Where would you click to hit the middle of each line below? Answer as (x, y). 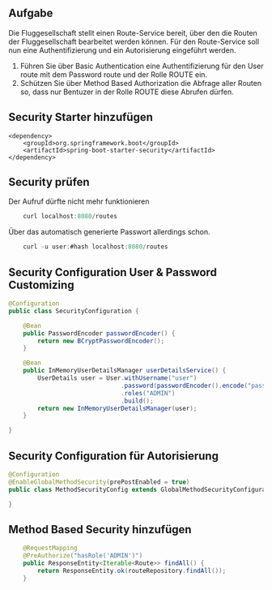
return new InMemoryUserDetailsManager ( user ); (117, 408)
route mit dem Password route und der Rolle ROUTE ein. (114, 74)
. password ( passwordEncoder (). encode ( (184, 385)
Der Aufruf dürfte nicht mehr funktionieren (79, 201)
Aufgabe (31, 13)
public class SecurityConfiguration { (74, 311)
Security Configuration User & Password (113, 272)
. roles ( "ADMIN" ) (148, 393)
